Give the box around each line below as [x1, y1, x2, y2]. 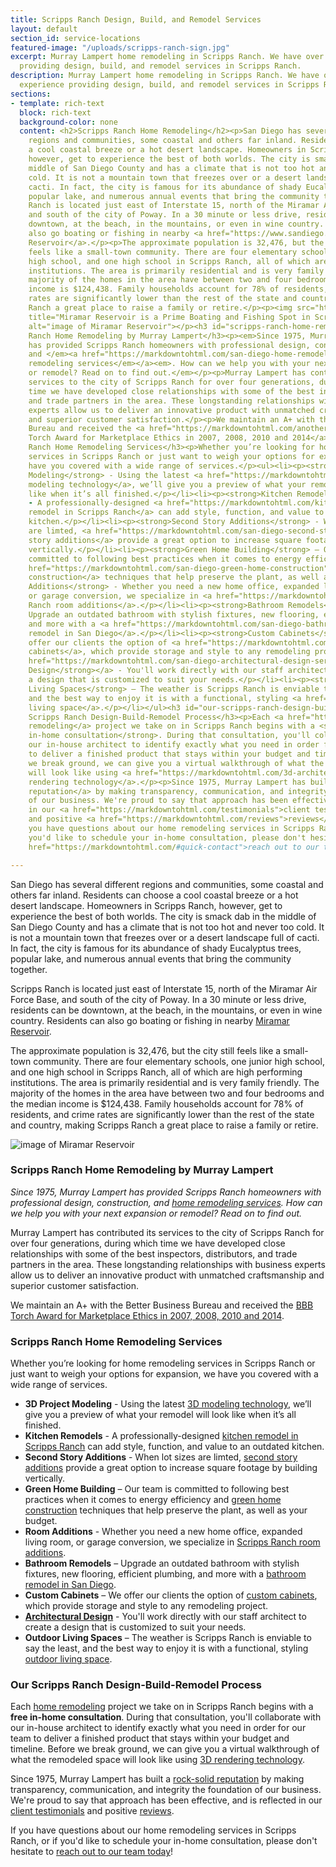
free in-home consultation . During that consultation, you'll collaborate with [10, 1711, 322, 1723]
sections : [10, 89, 52, 99]
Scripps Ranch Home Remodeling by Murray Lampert [10, 1163, 274, 1177]
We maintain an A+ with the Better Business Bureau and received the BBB [10, 1299, 314, 1311]
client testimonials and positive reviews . [10, 1805, 175, 1817]
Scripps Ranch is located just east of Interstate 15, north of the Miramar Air [10, 982, 318, 995]
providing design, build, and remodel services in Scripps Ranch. [19, 61, 302, 71]
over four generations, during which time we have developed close [10, 1237, 286, 1249]
